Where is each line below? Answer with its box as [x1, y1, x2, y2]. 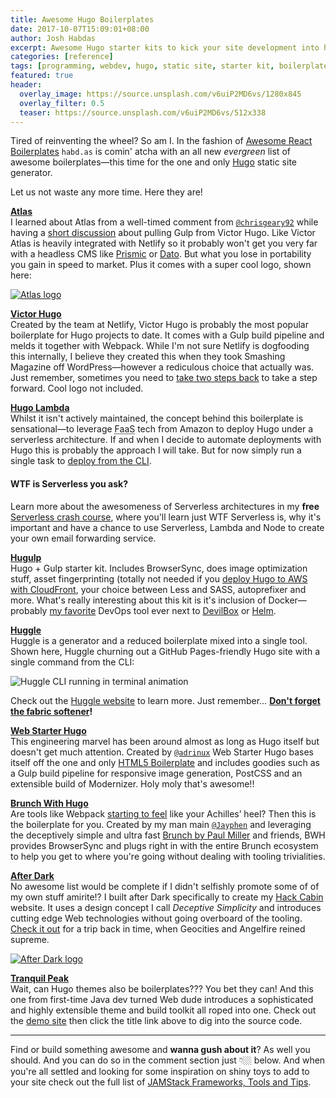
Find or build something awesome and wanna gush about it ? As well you [10, 1043, 311, 1055]
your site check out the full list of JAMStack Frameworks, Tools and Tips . [10, 1076, 312, 1088]
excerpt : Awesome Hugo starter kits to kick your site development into [10, 42, 320, 53]
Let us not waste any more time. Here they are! [10, 186, 203, 198]
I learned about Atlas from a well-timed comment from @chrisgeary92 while [10, 216, 319, 228]
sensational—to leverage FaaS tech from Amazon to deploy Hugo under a [10, 423, 314, 435]
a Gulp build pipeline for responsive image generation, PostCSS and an [10, 767, 303, 779]
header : [10, 80, 43, 90]
